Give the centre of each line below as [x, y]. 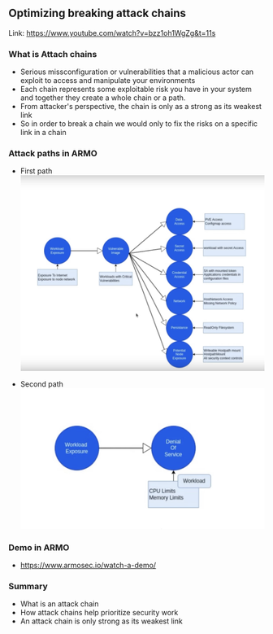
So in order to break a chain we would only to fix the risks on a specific [139, 124]
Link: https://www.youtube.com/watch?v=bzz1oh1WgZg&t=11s [112, 33]
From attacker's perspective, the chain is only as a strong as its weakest [141, 107]
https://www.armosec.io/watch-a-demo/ [88, 566]
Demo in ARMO [39, 547]
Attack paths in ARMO [53, 154]
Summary [28, 587]
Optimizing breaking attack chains [97, 13]
